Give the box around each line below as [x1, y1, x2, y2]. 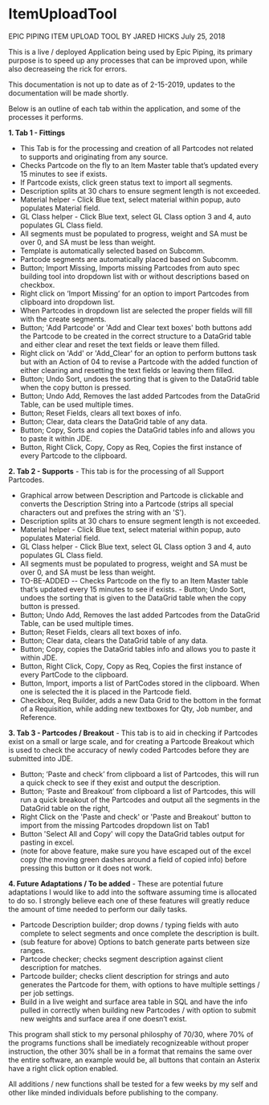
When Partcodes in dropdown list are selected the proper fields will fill [19, 305, 253, 315]
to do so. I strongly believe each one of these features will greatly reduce [8, 895, 251, 905]
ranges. [19, 945, 46, 955]
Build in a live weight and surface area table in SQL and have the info [19, 997, 248, 1006]
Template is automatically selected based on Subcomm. [19, 246, 206, 256]
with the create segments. [19, 314, 107, 324]
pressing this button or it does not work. [19, 863, 153, 873]
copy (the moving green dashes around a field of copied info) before [19, 854, 247, 864]
